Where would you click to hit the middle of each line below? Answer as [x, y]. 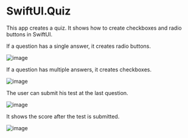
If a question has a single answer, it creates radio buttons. [78, 46]
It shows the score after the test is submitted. [63, 116]
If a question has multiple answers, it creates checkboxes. [79, 69]
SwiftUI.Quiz [39, 11]
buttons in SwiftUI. [30, 34]
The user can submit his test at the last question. [68, 93]
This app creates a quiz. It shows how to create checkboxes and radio [94, 28]
